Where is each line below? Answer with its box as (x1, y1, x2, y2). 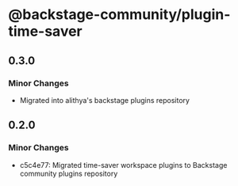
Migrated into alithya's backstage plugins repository (19, 95, 190, 104)
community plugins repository (19, 169, 118, 178)
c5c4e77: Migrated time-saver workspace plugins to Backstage (19, 160, 228, 169)
